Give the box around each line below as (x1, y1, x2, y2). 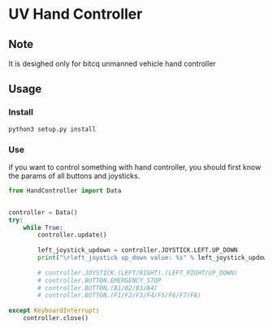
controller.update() (37, 231, 107, 240)
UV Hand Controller (8, 5, 143, 24)
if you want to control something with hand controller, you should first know (8, 162, 262, 171)
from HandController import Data (8, 186, 122, 195)
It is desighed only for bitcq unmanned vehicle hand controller (8, 58, 217, 68)
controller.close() (23, 314, 89, 323)
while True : (23, 223, 63, 232)
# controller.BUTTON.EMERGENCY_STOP (37, 276, 162, 284)
